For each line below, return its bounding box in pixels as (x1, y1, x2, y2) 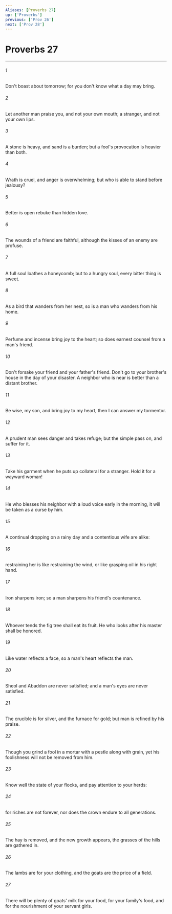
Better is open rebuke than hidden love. (5, 210, 89, 216)
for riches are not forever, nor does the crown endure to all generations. (5, 809, 157, 816)
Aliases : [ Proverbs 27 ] (5, 7, 56, 13)
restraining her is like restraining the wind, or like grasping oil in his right (5, 562, 157, 568)
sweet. (5, 276, 19, 282)
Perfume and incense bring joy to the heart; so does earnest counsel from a (5, 336, 165, 343)
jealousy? (5, 182, 26, 188)
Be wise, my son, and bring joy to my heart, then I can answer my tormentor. (5, 408, 166, 414)
